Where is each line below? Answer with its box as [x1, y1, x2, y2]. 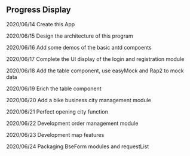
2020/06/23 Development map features [6, 131, 105, 138]
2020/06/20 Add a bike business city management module [6, 96, 151, 103]
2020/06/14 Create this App [6, 20, 75, 27]
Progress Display [6, 5, 71, 15]
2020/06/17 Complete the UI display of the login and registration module [6, 55, 185, 62]
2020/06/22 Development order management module [6, 120, 139, 127]
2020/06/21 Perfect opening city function [6, 108, 109, 115]
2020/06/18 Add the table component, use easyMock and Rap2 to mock [6, 67, 184, 74]
